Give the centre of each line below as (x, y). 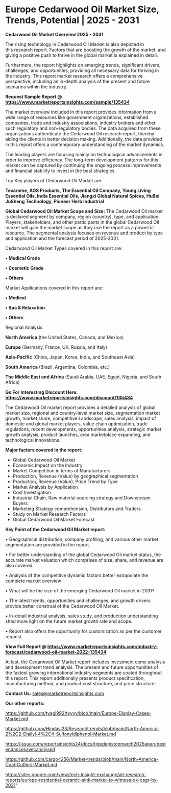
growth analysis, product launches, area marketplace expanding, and (78, 435)
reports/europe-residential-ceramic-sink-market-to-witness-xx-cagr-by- (82, 780)
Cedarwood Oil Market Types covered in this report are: (64, 248)
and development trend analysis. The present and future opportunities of (82, 667)
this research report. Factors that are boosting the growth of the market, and (86, 50)
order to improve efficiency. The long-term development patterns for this (82, 160)
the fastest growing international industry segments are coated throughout (84, 672)
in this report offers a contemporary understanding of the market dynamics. (85, 145)
